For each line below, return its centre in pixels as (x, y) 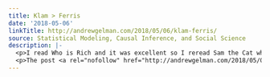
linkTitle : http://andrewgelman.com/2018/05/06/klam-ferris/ (113, 30)
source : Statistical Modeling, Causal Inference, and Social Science (127, 38)
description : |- (35, 46)
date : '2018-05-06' (41, 23)
